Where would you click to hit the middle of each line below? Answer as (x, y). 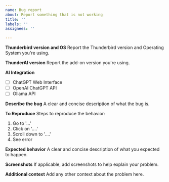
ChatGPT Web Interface (37, 82)
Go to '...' (22, 123)
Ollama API (24, 94)
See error (23, 140)
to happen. (16, 155)
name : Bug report (24, 10)
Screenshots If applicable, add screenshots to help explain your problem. (82, 164)
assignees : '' (20, 29)
